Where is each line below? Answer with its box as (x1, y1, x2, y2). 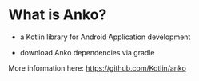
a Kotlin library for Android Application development (19, 32, 191, 42)
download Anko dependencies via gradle (19, 47, 155, 57)
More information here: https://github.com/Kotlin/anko (8, 63, 186, 73)
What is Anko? (8, 6, 107, 24)
